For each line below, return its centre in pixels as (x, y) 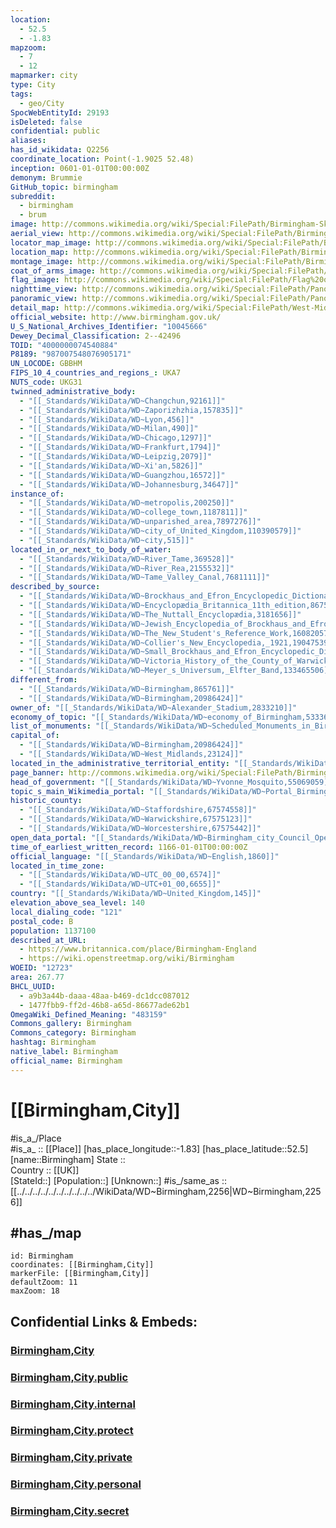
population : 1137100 (53, 931)
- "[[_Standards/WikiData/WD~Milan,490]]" (109, 429)
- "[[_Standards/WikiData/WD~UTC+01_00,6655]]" (120, 884)
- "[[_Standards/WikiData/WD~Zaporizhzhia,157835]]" (131, 410)
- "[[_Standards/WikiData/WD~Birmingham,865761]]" (127, 689)
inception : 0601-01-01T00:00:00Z (80, 168)
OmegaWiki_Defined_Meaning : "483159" (89, 1014)
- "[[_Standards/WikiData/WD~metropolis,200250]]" (127, 503)
